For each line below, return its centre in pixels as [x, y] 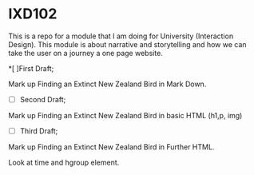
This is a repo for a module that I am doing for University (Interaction [121, 36]
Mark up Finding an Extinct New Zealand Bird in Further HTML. [111, 147]
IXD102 [33, 14]
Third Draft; [39, 131]
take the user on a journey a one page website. [86, 53]
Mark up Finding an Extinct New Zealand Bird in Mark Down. [107, 84]
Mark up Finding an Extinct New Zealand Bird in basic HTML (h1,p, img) [125, 115]
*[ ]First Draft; [31, 68]
